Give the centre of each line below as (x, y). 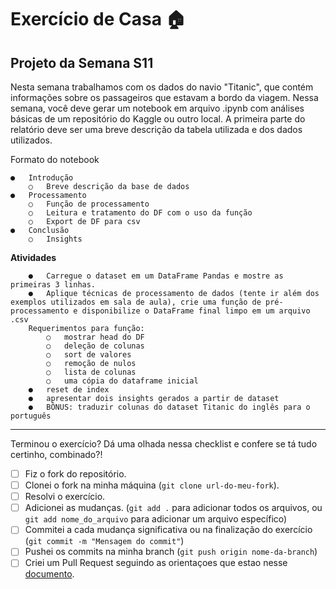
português (31, 416)
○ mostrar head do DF (95, 337)
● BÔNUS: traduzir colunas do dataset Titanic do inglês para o (169, 407)
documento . (49, 574)
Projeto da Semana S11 (82, 62)
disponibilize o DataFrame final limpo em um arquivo (196, 311)
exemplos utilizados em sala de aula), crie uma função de (136, 302)
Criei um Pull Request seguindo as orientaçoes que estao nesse (156, 563)
